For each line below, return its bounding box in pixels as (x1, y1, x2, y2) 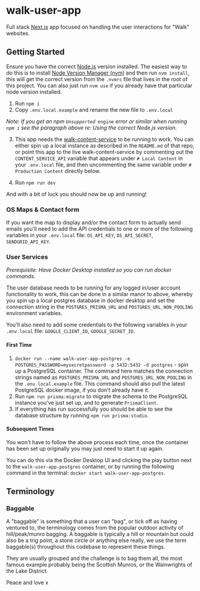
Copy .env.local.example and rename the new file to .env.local (14, 106, 173, 113)
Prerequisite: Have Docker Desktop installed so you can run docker (6, 266, 172, 273)
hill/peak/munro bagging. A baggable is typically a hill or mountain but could (6, 531, 194, 538)
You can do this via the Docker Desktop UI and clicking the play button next (6, 456, 192, 463)
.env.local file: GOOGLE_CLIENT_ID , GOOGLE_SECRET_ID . (6, 328, 136, 335)
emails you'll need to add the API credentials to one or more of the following (6, 225, 193, 233)
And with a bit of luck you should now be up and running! (6, 190, 147, 198)
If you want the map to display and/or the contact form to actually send (6, 219, 181, 226)
